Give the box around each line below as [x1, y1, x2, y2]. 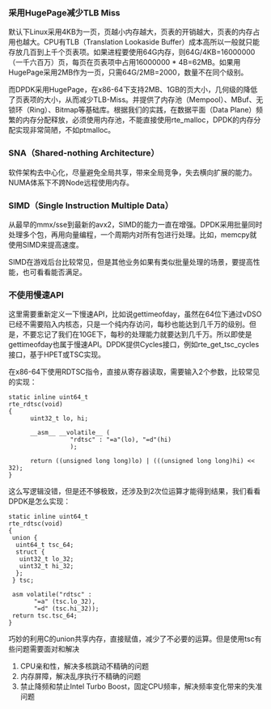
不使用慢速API [8, 289, 65, 300]
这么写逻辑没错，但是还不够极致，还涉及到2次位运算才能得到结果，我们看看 [8, 486, 261, 496]
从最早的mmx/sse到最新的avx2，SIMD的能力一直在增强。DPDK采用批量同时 [8, 219, 263, 229]
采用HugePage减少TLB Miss [8, 6, 121, 18]
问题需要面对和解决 [15, 644, 79, 654]
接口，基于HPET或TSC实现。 [8, 350, 106, 359]
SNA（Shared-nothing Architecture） [8, 147, 159, 159]
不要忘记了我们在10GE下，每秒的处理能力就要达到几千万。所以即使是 [22, 329, 252, 339]
